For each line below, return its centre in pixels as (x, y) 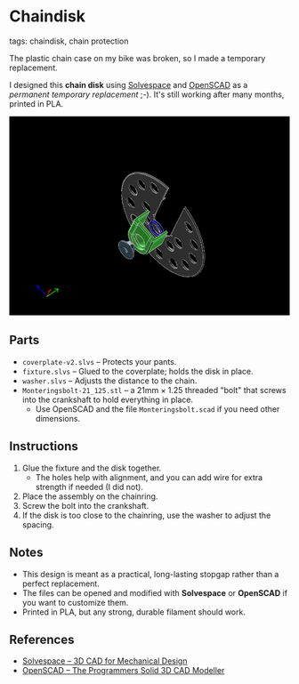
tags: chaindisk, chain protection (69, 41)
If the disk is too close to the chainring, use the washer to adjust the (146, 515)
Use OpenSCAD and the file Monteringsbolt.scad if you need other (158, 409)
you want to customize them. (75, 602)
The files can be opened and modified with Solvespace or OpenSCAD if (154, 592)
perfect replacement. (61, 583)
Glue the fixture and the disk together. (92, 468)
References (42, 639)
